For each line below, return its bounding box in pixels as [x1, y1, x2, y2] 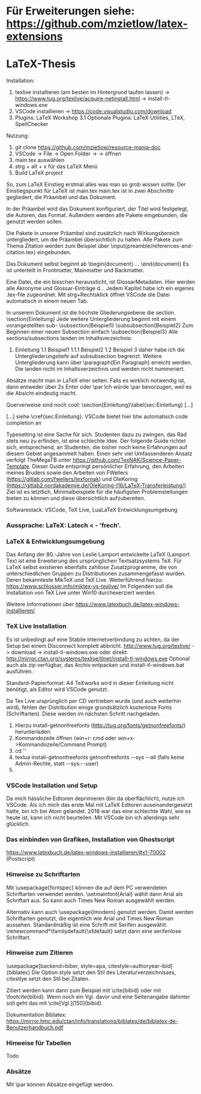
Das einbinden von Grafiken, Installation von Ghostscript [6, 835, 175, 843]
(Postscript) [6, 855, 35, 862]
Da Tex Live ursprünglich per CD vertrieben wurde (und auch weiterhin [6, 697, 181, 704]
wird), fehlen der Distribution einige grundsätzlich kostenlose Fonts [6, 704, 172, 711]
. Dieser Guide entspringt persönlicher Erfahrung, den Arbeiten [29, 463, 184, 470]
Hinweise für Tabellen [6, 1039, 71, 1047]
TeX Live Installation [6, 622, 67, 630]
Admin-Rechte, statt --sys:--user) [14, 760, 99, 767]
